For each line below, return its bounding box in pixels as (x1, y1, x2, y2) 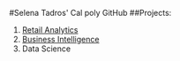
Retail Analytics (21, 25, 79, 34)
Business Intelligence (21, 34, 100, 44)
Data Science (21, 43, 71, 54)
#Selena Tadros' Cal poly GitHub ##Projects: (9, 8, 172, 18)
